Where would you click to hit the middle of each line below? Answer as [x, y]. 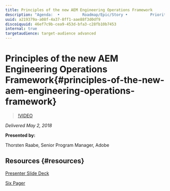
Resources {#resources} [45, 161]
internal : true [21, 29]
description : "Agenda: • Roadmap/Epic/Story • [67, 15]
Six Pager [15, 183]
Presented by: [20, 135]
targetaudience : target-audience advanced [51, 33]
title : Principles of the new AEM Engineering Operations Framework [79, 10]
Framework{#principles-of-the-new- [85, 80]
